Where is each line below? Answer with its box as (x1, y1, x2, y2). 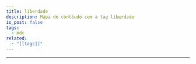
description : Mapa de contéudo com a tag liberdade (6, 14, 134, 20)
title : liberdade (6, 8, 48, 15)
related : (6, 35, 27, 41)
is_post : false (6, 19, 43, 25)
